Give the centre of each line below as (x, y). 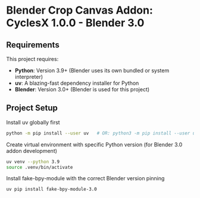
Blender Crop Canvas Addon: (79, 10)
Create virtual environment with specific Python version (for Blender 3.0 (94, 144)
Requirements (33, 45)
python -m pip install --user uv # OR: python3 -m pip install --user (98, 133)
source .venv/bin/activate (40, 167)
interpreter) (29, 77)
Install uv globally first (33, 122)
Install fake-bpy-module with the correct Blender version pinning (85, 178)
